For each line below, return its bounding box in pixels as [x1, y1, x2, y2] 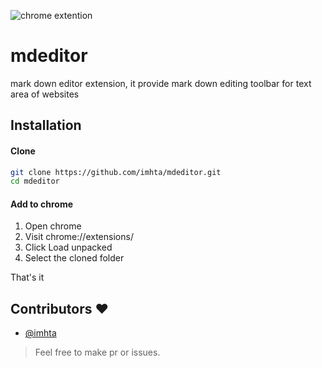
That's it [10, 271, 45, 284]
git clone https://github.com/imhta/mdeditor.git [10, 167, 222, 177]
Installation [10, 117, 82, 134]
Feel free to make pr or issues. [34, 346, 161, 359]
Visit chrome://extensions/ [24, 231, 134, 243]
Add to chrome [10, 198, 74, 210]
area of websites [10, 88, 80, 100]
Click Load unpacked [24, 241, 113, 254]
